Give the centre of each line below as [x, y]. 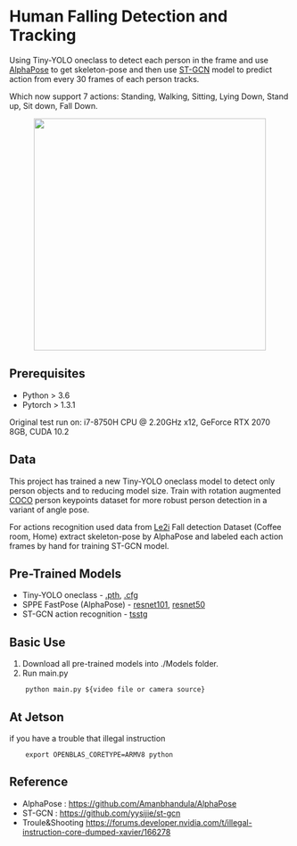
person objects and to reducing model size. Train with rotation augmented [145, 490]
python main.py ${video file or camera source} [115, 690]
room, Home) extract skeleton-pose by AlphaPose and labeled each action [146, 536]
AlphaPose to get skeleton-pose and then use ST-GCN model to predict [141, 70]
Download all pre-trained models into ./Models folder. [120, 664]
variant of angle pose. [49, 510]
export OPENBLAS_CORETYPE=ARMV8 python [99, 755]
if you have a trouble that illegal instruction [87, 738]
